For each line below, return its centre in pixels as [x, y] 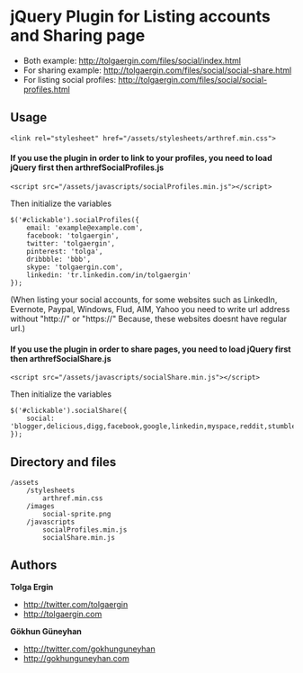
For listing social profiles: [69, 79]
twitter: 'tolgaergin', [71, 243]
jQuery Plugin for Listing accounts [140, 17]
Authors [34, 565]
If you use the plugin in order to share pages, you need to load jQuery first [151, 349]
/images [40, 506]
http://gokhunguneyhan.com [76, 658]
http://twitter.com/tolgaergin [76, 604]
